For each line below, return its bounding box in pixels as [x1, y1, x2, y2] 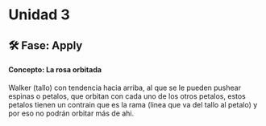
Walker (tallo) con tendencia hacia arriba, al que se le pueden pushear [8, 83, 242, 92]
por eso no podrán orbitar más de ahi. [8, 108, 135, 118]
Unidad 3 [8, 6, 70, 24]
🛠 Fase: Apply [8, 39, 83, 52]
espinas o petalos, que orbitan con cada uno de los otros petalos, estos [8, 91, 246, 101]
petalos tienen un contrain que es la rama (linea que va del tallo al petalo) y [8, 100, 258, 109]
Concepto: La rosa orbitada [8, 65, 102, 75]
